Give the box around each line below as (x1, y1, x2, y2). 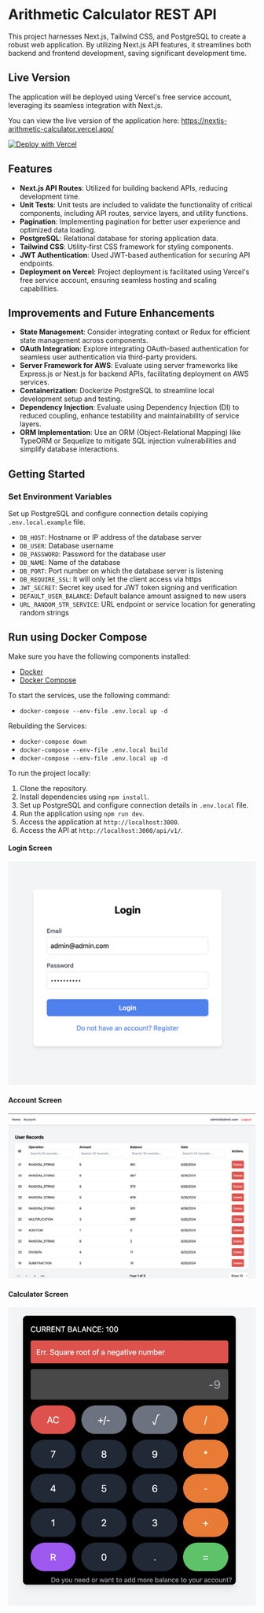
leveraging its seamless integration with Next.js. (8, 100, 163, 110)
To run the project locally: (8, 768, 91, 778)
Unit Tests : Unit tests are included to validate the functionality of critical (19, 199, 253, 210)
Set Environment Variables (8, 491, 112, 502)
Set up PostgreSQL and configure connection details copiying (8, 509, 208, 518)
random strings (19, 608, 69, 618)
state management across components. (19, 336, 148, 345)
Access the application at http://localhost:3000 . (19, 817, 180, 827)
